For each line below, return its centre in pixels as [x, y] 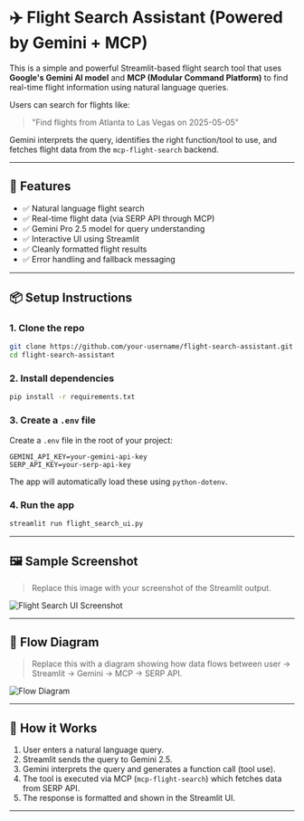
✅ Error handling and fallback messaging [99, 259]
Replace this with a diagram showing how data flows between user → [161, 664]
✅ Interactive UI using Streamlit [81, 239]
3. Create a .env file [53, 420]
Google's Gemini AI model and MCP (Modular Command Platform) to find [149, 77]
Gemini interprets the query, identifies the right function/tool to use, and [143, 139]
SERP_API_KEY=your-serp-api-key [70, 464]
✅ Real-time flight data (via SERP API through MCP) [119, 218]
